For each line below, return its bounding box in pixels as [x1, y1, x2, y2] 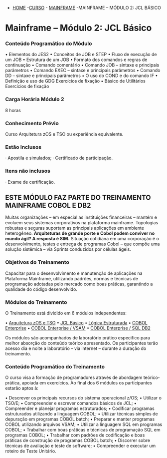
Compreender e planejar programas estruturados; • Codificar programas [5, 405, 155, 411]
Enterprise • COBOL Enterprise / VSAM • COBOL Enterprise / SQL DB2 [5, 325, 151, 331]
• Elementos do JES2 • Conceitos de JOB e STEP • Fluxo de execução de [5, 52, 157, 58]
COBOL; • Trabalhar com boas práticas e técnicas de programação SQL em [5, 427, 161, 433]
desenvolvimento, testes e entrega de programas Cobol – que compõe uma [5, 241, 160, 247]
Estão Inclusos [5, 144, 41, 150]
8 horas [5, 107, 21, 113]
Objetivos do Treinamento [5, 259, 70, 266]
